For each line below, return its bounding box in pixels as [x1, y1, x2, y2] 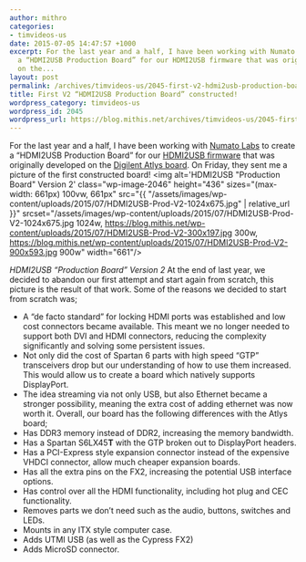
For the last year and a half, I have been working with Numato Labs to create [9, 140, 296, 151]
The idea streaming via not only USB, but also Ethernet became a [22, 389, 268, 400]
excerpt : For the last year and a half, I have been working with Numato [9, 47, 296, 57]
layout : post [9, 73, 59, 82]
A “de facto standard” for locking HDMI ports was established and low [22, 311, 286, 322]
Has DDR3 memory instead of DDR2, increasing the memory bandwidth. [22, 428, 294, 439]
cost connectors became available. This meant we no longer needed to [22, 321, 290, 332]
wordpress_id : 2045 [9, 107, 84, 116]
